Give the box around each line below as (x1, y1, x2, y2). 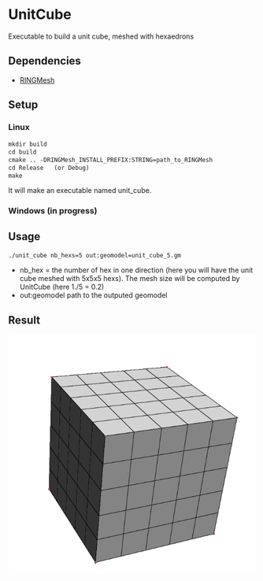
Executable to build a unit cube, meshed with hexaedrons (8, 31, 194, 41)
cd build (8, 148, 37, 157)
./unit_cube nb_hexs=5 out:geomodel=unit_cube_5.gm (8, 252, 181, 260)
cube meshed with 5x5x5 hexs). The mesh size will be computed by (19, 274, 240, 283)
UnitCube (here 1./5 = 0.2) (19, 282, 105, 292)
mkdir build (8, 140, 47, 149)
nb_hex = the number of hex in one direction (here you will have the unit (19, 265, 254, 275)
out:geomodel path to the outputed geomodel (19, 290, 168, 300)
